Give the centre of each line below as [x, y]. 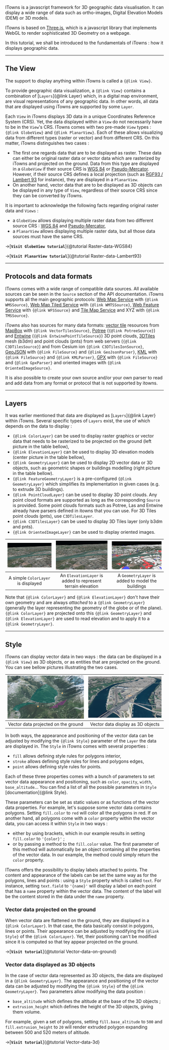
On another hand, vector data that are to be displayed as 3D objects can [87, 185]
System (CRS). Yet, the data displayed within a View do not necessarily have [84, 122]
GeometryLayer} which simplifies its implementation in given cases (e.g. [86, 484]
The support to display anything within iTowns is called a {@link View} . [79, 80]
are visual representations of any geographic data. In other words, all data [82, 101]
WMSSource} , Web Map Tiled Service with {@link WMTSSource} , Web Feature [82, 304]
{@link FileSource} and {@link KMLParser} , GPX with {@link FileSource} [81, 357]
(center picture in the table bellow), [49, 457]
